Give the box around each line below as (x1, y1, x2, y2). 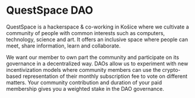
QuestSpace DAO (6, 4, 94, 17)
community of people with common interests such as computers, (6, 29, 165, 36)
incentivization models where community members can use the (6, 66, 161, 73)
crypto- (162, 66, 181, 73)
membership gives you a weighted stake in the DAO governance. (6, 85, 164, 92)
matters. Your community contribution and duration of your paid (6, 78, 162, 86)
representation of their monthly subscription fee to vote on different (23, 72, 188, 80)
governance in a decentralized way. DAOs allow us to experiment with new (6, 60, 188, 67)
